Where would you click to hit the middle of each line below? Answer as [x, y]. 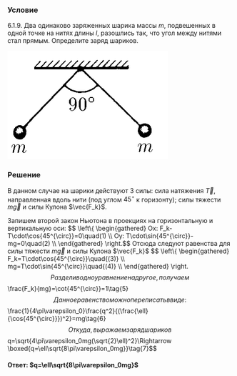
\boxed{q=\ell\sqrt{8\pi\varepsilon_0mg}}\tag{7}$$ [82, 349]
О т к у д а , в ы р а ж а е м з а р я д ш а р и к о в [120, 330]
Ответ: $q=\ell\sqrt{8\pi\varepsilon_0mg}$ [73, 365]
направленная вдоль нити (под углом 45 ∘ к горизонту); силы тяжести [114, 199]
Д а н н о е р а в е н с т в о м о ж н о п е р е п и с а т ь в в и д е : [120, 300]
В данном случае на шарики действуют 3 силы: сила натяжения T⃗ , [111, 190]
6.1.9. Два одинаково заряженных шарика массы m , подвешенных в [112, 26]
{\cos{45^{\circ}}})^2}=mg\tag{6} [57, 319]
